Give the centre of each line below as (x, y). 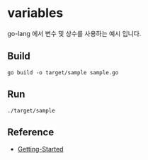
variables (35, 13)
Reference (31, 132)
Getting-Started (40, 149)
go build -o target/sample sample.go (63, 72)
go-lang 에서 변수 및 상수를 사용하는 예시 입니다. (74, 33)
